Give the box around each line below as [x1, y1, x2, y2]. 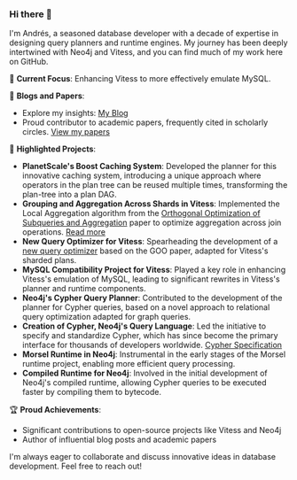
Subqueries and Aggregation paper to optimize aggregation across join [21, 217, 282, 228]
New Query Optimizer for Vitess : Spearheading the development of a [21, 236, 278, 247]
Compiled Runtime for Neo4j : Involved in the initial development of [21, 368, 268, 379]
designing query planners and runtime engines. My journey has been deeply [9, 37, 288, 48]
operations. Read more [21, 227, 106, 237]
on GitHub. [9, 57, 49, 67]
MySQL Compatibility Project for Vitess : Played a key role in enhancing [21, 265, 286, 275]
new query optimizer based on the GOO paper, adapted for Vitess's [21, 245, 269, 256]
